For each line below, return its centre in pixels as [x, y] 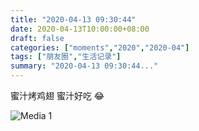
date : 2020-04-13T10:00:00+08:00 [80, 29]
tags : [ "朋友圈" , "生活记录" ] [66, 57]
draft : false [37, 38]
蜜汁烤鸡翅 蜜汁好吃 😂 [57, 95]
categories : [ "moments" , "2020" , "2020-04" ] [100, 47]
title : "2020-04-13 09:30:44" [73, 19]
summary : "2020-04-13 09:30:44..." [84, 66]
